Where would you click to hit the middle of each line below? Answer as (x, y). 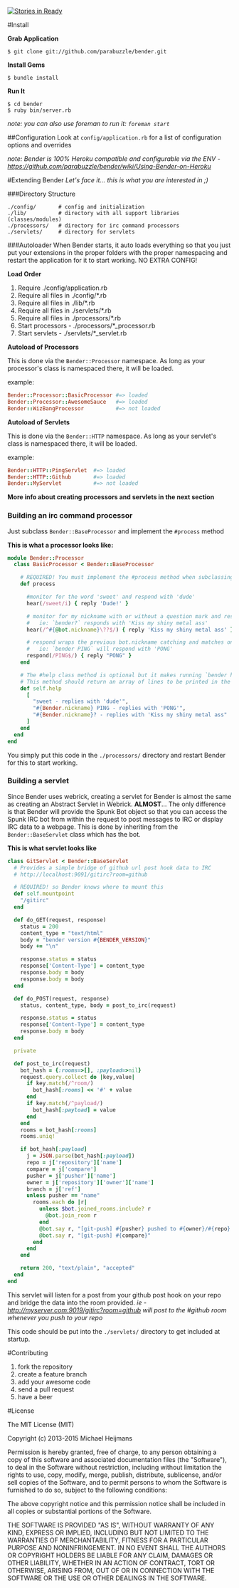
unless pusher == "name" (63, 1196)
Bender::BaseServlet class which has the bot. (74, 834)
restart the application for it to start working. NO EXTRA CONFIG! (102, 260)
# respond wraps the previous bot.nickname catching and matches (125, 642)
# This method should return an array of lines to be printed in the (126, 681)
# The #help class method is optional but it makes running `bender (124, 675)
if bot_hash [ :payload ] (54, 1149)
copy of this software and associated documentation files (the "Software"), (117, 1459)
